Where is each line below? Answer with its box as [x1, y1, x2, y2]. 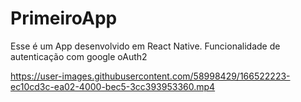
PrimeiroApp [10, 7, 118, 30]
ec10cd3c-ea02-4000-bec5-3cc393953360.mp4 [10, 80, 216, 92]
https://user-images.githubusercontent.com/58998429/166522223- [10, 70, 291, 82]
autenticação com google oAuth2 [10, 50, 148, 62]
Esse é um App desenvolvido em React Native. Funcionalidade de [10, 40, 281, 52]
